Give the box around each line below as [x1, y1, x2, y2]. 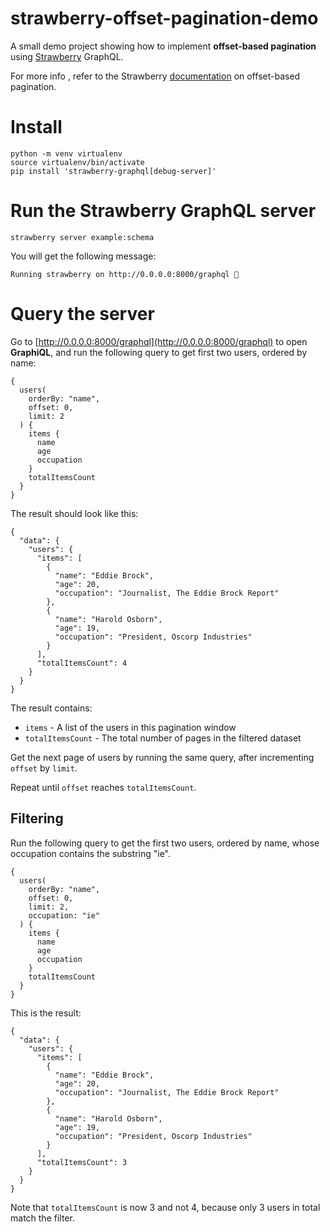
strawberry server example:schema [10, 232, 155, 242]
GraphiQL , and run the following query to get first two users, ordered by [10, 346, 308, 358]
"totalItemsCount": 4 [36, 658, 128, 668]
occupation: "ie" [28, 910, 101, 921]
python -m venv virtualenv [10, 148, 123, 159]
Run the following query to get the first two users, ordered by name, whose [10, 837, 320, 849]
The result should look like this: [10, 507, 139, 519]
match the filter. [10, 1212, 75, 1224]
